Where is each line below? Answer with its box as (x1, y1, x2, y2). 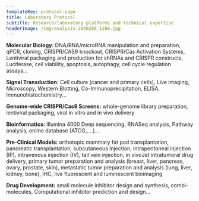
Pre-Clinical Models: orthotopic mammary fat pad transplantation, (6, 138, 169, 146)
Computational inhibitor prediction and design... (34, 188, 151, 196)
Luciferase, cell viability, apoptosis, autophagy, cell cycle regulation (6, 61, 171, 68)
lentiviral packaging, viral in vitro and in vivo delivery (6, 109, 135, 116)
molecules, (6, 188, 33, 196)
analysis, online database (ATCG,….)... (6, 127, 100, 134)
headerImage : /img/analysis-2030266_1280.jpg (6, 25, 121, 32)
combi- (170, 182, 189, 189)
